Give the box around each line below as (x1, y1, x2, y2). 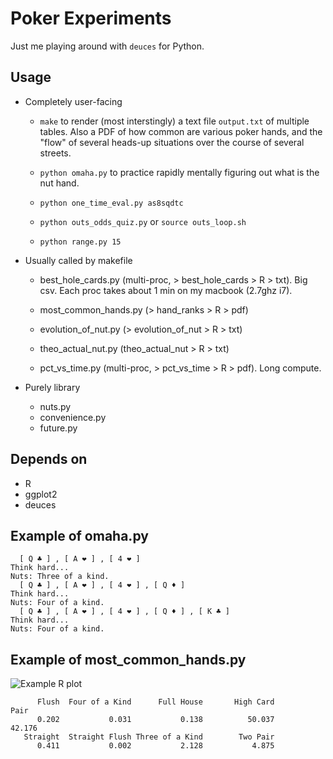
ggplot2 (24, 488, 58, 500)
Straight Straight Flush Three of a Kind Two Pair (23, 732, 275, 742)
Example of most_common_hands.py (10, 651, 247, 668)
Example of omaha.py (10, 527, 149, 544)
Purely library (24, 381, 81, 393)
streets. (39, 147, 72, 159)
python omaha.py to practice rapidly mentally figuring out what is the (39, 166, 320, 178)
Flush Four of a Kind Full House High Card (36, 697, 275, 707)
